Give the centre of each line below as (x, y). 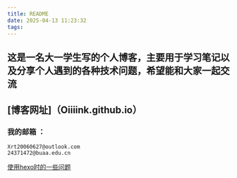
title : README (28, 14)
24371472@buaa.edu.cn (39, 153)
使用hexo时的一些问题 (39, 167)
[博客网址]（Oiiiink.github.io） (75, 110)
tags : (15, 27)
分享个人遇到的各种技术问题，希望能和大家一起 (119, 70)
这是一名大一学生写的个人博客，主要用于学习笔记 (114, 57)
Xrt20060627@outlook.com (44, 147)
